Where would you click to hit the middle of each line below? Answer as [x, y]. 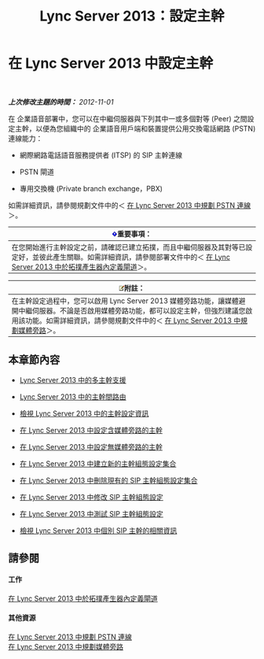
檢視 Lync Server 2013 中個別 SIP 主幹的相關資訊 [98, 531]
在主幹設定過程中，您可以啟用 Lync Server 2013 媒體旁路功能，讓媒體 [125, 301]
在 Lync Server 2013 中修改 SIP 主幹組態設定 [91, 498]
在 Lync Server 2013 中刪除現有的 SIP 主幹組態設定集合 [108, 480]
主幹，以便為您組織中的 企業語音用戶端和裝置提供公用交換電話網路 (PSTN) [135, 128]
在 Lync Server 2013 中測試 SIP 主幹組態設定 [91, 514]
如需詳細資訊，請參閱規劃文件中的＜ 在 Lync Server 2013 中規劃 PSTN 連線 [130, 205]
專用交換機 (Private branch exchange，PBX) [91, 188]
